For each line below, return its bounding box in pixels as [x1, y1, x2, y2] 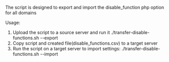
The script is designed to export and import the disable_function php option [5, 5, 164, 10]
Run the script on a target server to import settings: [12, 46, 121, 51]
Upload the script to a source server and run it [12, 29, 110, 35]
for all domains [5, 10, 37, 16]
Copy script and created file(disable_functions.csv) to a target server [12, 40, 158, 46]
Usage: [5, 20, 20, 25]
